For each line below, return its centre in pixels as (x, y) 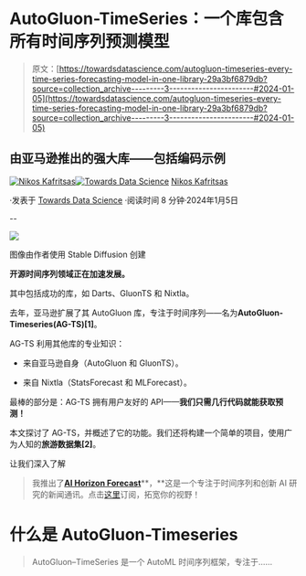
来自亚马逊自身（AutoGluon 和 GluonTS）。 (103, 363)
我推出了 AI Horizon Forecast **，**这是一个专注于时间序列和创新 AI (159, 483)
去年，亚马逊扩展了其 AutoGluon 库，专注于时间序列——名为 (124, 313)
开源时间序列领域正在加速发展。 (69, 273)
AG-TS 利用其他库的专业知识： (67, 343)
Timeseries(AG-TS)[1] (52, 324)
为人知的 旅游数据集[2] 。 (55, 443)
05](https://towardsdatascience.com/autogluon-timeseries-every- (156, 98)
